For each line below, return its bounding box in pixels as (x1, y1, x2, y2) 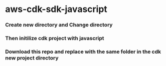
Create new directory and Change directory (5, 21, 113, 28)
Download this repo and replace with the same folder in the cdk (5, 48, 161, 55)
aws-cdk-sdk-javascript (5, 3, 108, 15)
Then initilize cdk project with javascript (5, 35, 104, 42)
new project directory (5, 54, 59, 61)
